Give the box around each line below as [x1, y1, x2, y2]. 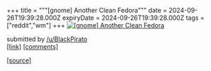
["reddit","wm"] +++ [6, 21, 65, 29]
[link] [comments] [6, 43, 59, 50]
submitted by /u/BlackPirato [6, 35, 88, 43]
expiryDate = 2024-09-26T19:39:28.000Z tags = [62, 13, 205, 22]
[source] [6, 56, 32, 65]
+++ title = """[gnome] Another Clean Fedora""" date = [6, 6, 168, 14]
